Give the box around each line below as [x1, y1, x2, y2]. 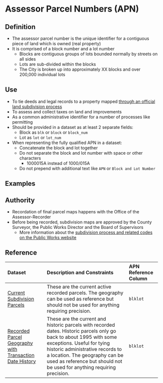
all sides [19, 56, 36, 62]
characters [19, 155, 41, 161]
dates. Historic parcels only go [47, 327, 116, 334]
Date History [7, 358, 36, 365]
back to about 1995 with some [47, 334, 117, 340]
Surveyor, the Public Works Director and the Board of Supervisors [12, 224, 144, 230]
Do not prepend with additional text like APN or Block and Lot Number [19, 165, 156, 171]
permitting [12, 119, 33, 125]
